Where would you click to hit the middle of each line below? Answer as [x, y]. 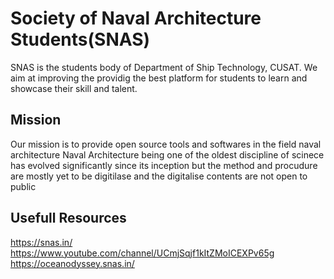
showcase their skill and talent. [74, 88]
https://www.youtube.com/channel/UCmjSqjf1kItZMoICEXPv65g [142, 253]
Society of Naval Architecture [136, 18]
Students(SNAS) [80, 39]
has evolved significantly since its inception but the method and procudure [164, 165]
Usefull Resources [68, 218]
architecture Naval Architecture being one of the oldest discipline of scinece [167, 154]
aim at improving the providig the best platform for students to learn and [159, 78]
